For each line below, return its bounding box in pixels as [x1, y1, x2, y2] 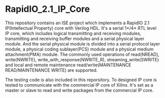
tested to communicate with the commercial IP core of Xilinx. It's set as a [5, 82, 154, 88]
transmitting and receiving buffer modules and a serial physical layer [5, 36, 145, 42]
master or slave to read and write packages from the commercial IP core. [5, 87, 154, 93]
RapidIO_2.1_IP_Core [5, 3, 90, 15]
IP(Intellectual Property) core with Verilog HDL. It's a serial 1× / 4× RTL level [5, 25, 157, 31]
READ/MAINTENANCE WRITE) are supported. [5, 67, 98, 73]
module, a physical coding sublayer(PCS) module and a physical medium [5, 46, 154, 52]
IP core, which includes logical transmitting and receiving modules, [5, 30, 142, 36]
